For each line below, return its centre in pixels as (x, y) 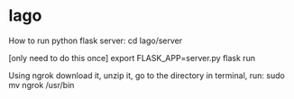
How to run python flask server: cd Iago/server (96, 40)
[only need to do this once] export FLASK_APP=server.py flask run (132, 58)
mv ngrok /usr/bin (41, 85)
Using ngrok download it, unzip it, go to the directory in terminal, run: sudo (147, 75)
